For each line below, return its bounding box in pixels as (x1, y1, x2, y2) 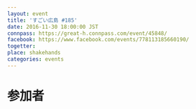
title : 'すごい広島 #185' (7, 17, 78, 24)
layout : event (7, 10, 49, 17)
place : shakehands (7, 50, 61, 57)
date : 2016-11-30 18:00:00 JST (7, 23, 99, 30)
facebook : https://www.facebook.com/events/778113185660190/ (7, 36, 190, 43)
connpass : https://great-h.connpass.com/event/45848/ (7, 29, 168, 37)
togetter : (7, 43, 36, 50)
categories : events (7, 56, 64, 63)
